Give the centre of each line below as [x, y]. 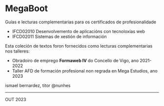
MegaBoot [26, 9]
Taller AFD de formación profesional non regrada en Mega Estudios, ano [85, 71]
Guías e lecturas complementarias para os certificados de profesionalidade [81, 22]
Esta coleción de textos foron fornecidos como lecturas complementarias [79, 46]
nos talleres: [18, 51]
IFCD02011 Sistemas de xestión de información [59, 36]
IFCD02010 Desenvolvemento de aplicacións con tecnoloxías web [79, 31]
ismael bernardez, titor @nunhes [38, 85]
